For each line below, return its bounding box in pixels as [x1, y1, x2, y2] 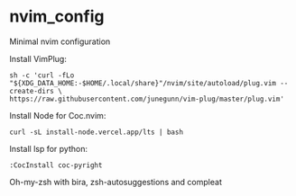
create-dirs [9, 86, 54, 95]
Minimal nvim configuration [9, 36, 111, 47]
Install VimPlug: [9, 53, 68, 64]
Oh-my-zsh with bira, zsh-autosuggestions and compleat [9, 176, 223, 187]
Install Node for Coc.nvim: [9, 110, 106, 120]
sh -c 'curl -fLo [9, 70, 75, 80]
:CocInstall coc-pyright [9, 160, 103, 170]
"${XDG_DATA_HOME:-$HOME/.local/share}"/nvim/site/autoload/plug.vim [9, 78, 277, 87]
